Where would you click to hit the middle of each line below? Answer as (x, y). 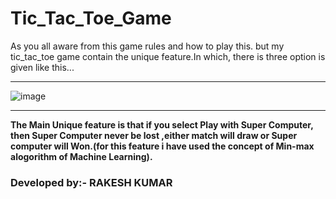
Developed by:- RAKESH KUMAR (91, 182)
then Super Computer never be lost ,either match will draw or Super (154, 135)
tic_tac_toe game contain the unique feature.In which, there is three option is (168, 56)
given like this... (42, 67)
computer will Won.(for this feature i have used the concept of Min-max (162, 146)
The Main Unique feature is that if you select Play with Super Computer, (162, 124)
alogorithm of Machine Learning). (81, 156)
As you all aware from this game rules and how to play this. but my (147, 46)
